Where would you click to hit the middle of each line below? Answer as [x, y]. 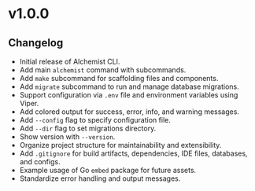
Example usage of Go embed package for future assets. [108, 170]
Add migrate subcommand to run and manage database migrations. [129, 86]
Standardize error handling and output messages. [100, 178]
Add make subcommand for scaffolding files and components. [119, 78]
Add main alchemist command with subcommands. [103, 70]
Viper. [29, 103]
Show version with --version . [67, 137]
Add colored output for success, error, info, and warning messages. [129, 112]
